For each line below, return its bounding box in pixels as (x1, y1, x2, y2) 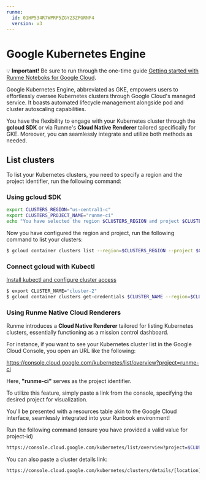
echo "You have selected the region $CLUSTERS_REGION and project (6, 219, 180, 225)
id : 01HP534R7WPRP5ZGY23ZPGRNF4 (12, 15, 95, 21)
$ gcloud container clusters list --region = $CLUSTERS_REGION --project (6, 248, 193, 254)
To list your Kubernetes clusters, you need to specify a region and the (6, 171, 183, 179)
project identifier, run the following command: (6, 177, 121, 185)
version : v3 (12, 20, 43, 26)
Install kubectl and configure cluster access (6, 276, 116, 284)
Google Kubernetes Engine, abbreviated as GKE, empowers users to (6, 86, 179, 93)
